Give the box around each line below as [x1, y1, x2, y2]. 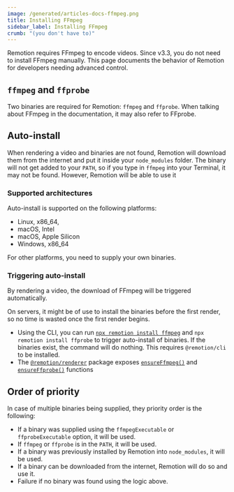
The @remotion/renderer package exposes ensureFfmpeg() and [17, 358, 198, 366]
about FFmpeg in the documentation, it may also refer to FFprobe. [7, 110, 197, 119]
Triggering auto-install [7, 271, 86, 281]
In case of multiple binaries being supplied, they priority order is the [7, 404, 203, 412]
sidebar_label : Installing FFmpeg [7, 23, 108, 30]
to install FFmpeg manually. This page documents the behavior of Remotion [7, 57, 225, 65]
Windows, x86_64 [17, 240, 69, 248]
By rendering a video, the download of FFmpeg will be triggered [7, 287, 191, 295]
